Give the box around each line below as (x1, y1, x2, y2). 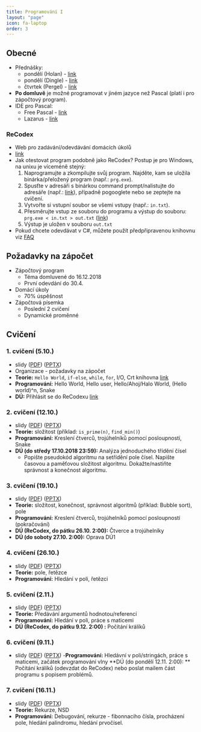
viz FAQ (14, 233, 34, 241)
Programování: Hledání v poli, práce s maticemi (14, 617, 134, 624)
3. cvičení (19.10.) (6, 481, 58, 490)
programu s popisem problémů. (14, 671, 93, 678)
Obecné (6, 48, 37, 58)
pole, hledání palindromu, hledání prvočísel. (14, 719, 123, 726)
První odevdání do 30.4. (23, 280, 84, 287)
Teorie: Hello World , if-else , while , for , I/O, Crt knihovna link (14, 374, 169, 381)
